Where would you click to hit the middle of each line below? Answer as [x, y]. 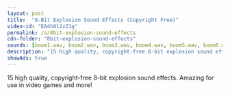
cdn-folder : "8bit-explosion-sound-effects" [72, 39]
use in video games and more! [50, 85]
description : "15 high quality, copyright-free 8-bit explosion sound [110, 52]
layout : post [26, 13]
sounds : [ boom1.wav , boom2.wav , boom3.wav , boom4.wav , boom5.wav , [104, 45]
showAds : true [27, 58]
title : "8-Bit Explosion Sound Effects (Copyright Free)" [93, 20]
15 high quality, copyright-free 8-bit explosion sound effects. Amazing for [111, 77]
